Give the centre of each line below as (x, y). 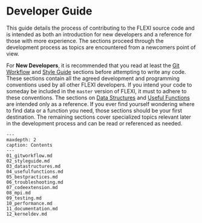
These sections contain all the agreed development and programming (93, 78)
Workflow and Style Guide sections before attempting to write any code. (96, 72)
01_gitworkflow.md (29, 156)
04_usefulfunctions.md (35, 171)
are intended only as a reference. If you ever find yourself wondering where (100, 104)
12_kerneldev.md (27, 214)
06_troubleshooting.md (35, 182)
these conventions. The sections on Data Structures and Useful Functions (98, 98)
